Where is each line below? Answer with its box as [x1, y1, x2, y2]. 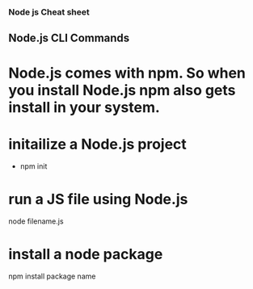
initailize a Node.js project [8, 135, 188, 153]
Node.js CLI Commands [8, 31, 130, 45]
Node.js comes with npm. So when [8, 64, 247, 82]
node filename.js [8, 216, 64, 226]
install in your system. [8, 98, 160, 116]
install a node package [8, 245, 163, 263]
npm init [19, 161, 48, 171]
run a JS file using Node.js [8, 190, 188, 208]
